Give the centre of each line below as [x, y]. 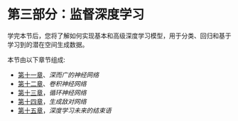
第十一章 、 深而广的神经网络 [58, 75]
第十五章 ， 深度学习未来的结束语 [64, 110]
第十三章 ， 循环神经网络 [52, 93]
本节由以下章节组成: [37, 59]
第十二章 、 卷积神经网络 [52, 83]
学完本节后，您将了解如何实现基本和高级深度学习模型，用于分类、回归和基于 [119, 36]
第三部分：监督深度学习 [76, 15]
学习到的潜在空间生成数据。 [48, 44]
